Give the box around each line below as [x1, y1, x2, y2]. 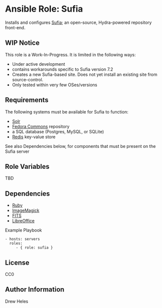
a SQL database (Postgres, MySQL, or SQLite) [12, 128, 104, 134]
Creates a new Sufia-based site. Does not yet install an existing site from [12, 72, 158, 77]
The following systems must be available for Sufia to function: [5, 109, 129, 115]
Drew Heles [5, 298, 28, 304]
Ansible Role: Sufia [5, 3, 83, 15]
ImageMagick [12, 208, 40, 214]
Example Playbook [5, 227, 42, 233]
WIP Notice [5, 39, 40, 47]
